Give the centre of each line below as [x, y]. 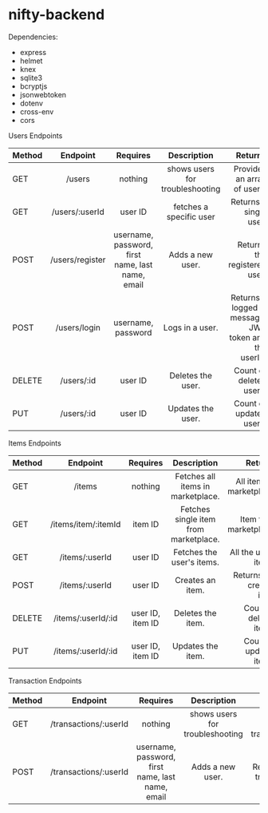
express [33, 52]
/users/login [78, 327]
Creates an [195, 580]
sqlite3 [31, 77]
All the [242, 552]
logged [244, 307]
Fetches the [195, 552]
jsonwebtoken [43, 94]
